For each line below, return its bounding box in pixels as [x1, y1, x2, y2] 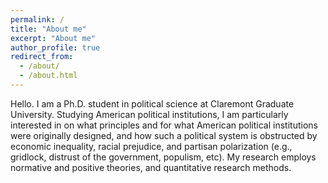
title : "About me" [10, 24, 87, 34]
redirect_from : [10, 52, 74, 62]
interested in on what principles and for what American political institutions [10, 119, 318, 131]
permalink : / [10, 14, 65, 25]
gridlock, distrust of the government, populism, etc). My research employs [10, 151, 317, 163]
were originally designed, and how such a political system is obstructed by [10, 129, 318, 141]
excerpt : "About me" [10, 33, 97, 43]
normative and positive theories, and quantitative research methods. [10, 161, 292, 173]
